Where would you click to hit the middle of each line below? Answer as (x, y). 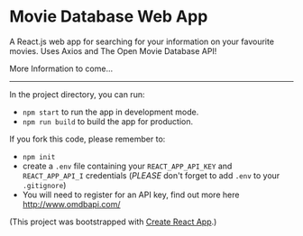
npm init (39, 157)
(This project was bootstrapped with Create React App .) (113, 222)
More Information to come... (61, 68)
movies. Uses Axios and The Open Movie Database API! (113, 50)
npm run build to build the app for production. (108, 121)
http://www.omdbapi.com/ (71, 204)
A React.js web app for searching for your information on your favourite (142, 41)
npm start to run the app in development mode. (110, 112)
